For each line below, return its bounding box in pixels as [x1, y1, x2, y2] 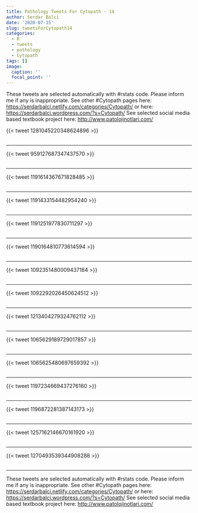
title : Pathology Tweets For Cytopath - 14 [6, 8, 115, 15]
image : [6, 63, 22, 70]
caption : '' [11, 69, 41, 75]
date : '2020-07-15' [6, 19, 54, 25]
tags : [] [6, 58, 28, 64]
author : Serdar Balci [6, 14, 60, 20]
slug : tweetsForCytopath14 [6, 25, 72, 31]
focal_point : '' [11, 74, 51, 80]
